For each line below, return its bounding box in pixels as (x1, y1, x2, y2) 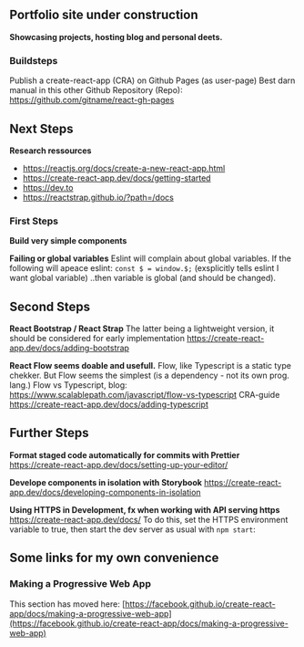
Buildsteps (9, 54, 58, 67)
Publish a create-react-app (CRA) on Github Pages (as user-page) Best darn (9, 75, 296, 86)
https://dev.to (22, 182, 74, 193)
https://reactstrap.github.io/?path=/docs (22, 192, 175, 203)
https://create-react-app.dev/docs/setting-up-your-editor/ (9, 459, 228, 470)
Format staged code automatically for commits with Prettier (9, 449, 240, 460)
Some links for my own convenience (9, 550, 219, 566)
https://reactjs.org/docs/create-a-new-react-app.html (22, 162, 226, 173)
